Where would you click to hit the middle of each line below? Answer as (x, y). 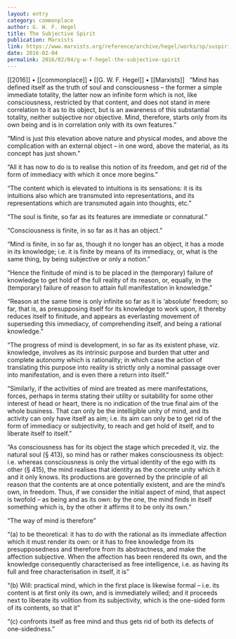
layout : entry (28, 14)
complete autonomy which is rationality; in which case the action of (105, 359)
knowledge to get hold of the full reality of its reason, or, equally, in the (110, 280)
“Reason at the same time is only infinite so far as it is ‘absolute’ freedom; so (118, 301)
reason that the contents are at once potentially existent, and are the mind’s (116, 484)
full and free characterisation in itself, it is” (68, 571)
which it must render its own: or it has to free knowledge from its (101, 541)
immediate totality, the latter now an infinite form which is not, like (103, 94)
